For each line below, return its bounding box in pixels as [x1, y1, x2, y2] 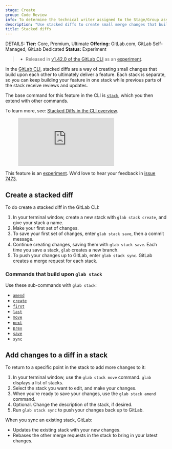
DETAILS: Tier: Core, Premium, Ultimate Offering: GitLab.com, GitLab [5, 41, 152, 47]
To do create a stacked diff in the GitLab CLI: [5, 204, 100, 210]
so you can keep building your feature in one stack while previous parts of [5, 77, 162, 83]
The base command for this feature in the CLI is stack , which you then [5, 92, 154, 99]
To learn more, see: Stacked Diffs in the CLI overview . [5, 108, 119, 114]
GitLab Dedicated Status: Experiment [27, 46, 106, 52]
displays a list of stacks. [12, 380, 63, 386]
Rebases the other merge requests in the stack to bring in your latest [12, 432, 158, 439]
